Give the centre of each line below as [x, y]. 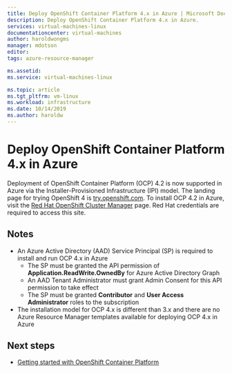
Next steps [31, 346]
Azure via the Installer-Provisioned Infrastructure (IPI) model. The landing [111, 190]
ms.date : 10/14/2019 [37, 109]
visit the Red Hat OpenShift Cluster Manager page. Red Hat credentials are [113, 205]
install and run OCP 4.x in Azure [62, 258]
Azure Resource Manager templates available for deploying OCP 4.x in [117, 316]
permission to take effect [63, 288]
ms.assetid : [24, 71]
